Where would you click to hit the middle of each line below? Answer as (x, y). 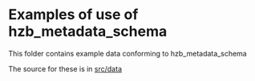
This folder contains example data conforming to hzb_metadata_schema (127, 53)
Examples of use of (73, 15)
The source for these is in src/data (65, 68)
